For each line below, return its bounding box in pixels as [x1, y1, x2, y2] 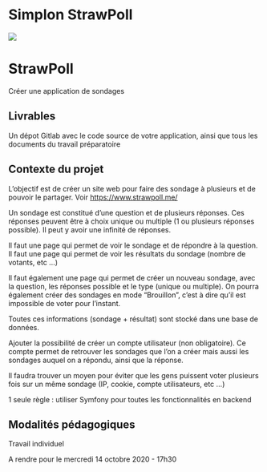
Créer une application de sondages [8, 86, 125, 95]
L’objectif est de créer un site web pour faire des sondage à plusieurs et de [8, 184, 257, 193]
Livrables [8, 110, 56, 123]
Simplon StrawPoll [8, 6, 133, 24]
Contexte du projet [8, 163, 104, 176]
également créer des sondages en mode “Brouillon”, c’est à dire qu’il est [8, 290, 246, 300]
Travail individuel [8, 439, 64, 449]
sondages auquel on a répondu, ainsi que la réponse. [8, 355, 184, 365]
